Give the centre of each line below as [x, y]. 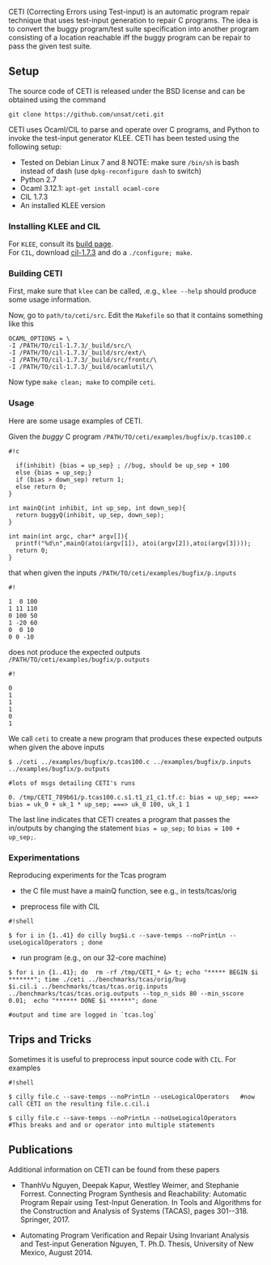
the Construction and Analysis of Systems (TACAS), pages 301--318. [134, 1211]
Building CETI [36, 274]
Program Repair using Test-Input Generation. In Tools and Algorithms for [141, 1202]
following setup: [35, 146]
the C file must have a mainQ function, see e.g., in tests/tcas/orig [128, 891]
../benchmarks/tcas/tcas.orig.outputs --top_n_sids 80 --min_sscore [126, 994]
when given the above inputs [57, 747]
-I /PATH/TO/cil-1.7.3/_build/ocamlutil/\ [81, 367]
